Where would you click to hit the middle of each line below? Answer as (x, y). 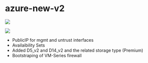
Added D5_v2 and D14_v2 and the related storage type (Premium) (78, 50)
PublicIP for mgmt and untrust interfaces (53, 40)
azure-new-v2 (35, 8)
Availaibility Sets (28, 45)
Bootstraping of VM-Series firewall (47, 55)
